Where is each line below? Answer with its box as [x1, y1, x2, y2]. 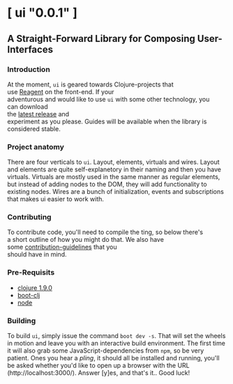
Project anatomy [7, 141, 65, 151]
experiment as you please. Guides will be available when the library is [7, 117, 207, 125]
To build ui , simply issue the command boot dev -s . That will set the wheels [7, 332, 226, 340]
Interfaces [7, 43, 54, 55]
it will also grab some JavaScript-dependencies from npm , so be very [7, 346, 204, 355]
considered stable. [7, 124, 61, 133]
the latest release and [7, 109, 70, 118]
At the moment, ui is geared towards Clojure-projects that [7, 80, 174, 89]
